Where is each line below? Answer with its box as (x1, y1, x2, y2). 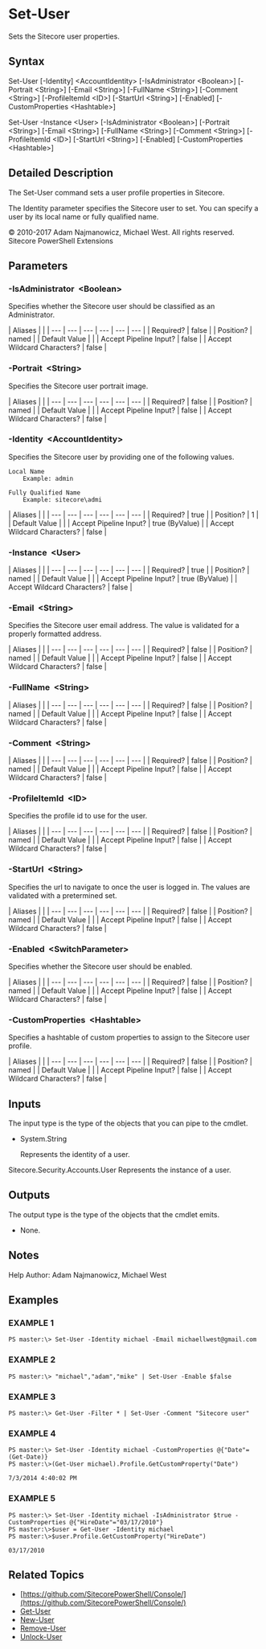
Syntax (8, 55, 45, 68)
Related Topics (8, 1568, 84, 1581)
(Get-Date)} (8, 1453, 48, 1462)
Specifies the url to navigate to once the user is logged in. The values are (8, 882, 251, 892)
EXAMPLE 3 (8, 1391, 56, 1402)
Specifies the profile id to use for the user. (8, 811, 148, 821)
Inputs (8, 1097, 42, 1110)
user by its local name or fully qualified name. (8, 211, 159, 221)
